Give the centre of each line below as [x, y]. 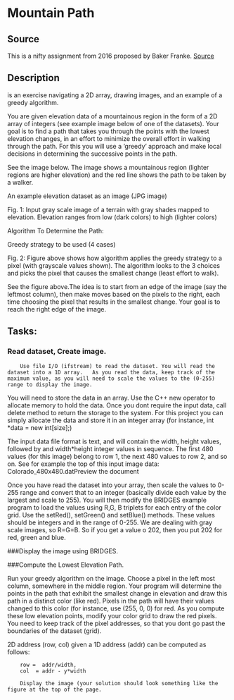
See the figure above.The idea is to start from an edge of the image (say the [117, 286]
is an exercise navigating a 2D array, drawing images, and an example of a [115, 95]
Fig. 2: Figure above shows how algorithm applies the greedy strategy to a [115, 258]
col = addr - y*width [53, 671]
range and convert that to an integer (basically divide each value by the [123, 492]
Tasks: [22, 332]
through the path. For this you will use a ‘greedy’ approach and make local [115, 146]
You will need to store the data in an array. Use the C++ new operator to [111, 398]
